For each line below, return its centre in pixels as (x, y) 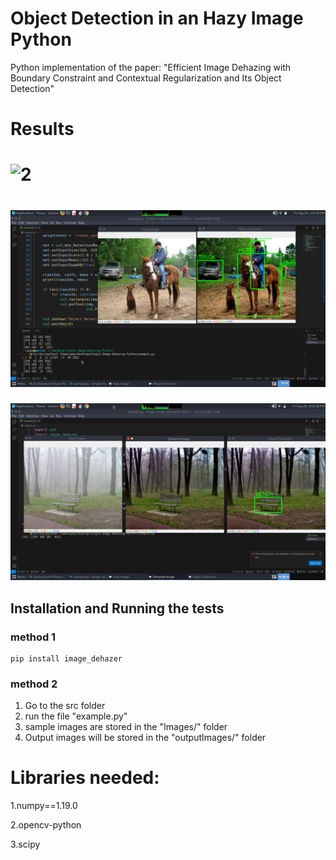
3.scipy (25, 844)
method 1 (33, 637)
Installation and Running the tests (117, 608)
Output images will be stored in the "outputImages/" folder (145, 738)
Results (42, 129)
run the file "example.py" (76, 716)
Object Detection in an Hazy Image (157, 18)
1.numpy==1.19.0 (44, 806)
